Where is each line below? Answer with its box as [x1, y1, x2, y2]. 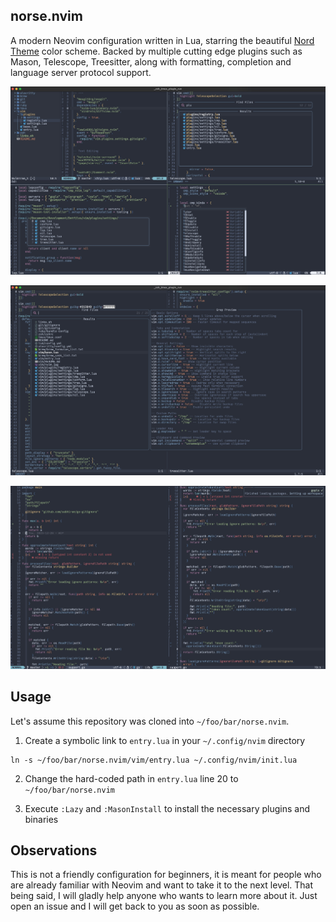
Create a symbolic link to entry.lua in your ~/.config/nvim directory [24, 734, 306, 746]
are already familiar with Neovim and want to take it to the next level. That [10, 879, 314, 891]
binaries [24, 813, 59, 825]
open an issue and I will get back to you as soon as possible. [10, 900, 260, 913]
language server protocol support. [10, 66, 152, 78]
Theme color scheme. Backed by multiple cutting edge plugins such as [10, 45, 303, 57]
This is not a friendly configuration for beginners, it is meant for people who [10, 869, 322, 881]
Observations [10, 842, 98, 859]
